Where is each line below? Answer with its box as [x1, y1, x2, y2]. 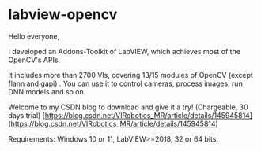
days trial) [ [8, 110, 46, 120]
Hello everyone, [8, 31, 60, 41]
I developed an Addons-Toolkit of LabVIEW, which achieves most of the [8, 46, 241, 56]
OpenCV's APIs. [8, 55, 61, 64]
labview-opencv [8, 6, 118, 24]
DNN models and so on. [8, 87, 86, 96]
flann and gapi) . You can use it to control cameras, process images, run [8, 79, 243, 88]
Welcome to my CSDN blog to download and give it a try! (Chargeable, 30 [8, 102, 248, 112]
